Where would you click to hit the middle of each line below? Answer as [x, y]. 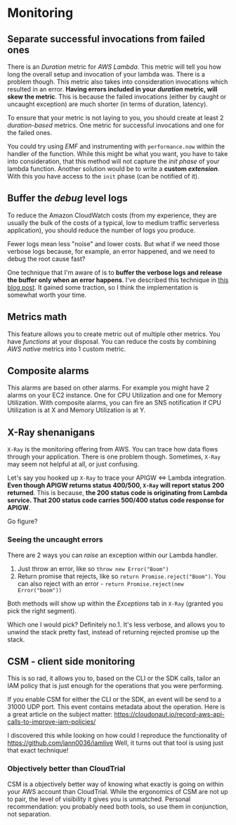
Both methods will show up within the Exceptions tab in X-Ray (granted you [115, 603]
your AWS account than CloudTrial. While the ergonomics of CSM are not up [118, 791]
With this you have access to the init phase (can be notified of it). [103, 176]
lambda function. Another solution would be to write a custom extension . [113, 169]
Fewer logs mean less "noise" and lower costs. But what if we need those [113, 243]
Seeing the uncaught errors [55, 539]
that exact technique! [38, 750]
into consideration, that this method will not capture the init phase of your [113, 161]
